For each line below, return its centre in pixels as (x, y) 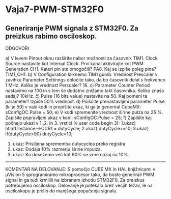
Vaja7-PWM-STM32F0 (55, 9)
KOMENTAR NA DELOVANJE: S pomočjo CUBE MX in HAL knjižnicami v (80, 169)
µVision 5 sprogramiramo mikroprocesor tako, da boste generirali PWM (80, 175)
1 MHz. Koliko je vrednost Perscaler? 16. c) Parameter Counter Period (78, 85)
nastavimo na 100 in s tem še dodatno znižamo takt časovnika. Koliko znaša (85, 91)
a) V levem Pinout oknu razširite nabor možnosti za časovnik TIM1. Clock (81, 58)
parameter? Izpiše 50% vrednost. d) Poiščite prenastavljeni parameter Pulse (85, 101)
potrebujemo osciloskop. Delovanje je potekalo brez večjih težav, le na (79, 185)
